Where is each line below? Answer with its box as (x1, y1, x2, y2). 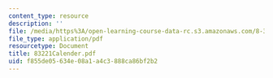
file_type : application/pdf (8, 34, 104, 43)
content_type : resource (8, 11, 89, 20)
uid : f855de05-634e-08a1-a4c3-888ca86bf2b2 (8, 58, 158, 66)
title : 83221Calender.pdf (8, 50, 96, 58)
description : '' (8, 19, 63, 28)
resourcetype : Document (8, 42, 89, 50)
